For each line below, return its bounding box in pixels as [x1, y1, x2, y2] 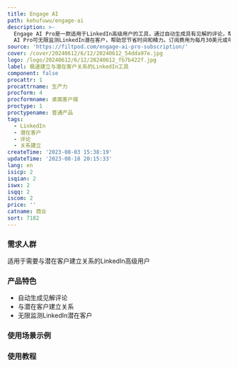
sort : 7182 [7, 215, 40, 222]
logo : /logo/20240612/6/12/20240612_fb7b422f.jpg [7, 57, 157, 64]
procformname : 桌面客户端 [7, 96, 79, 103]
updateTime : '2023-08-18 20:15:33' [7, 155, 113, 163]
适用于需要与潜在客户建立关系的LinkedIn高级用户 [7, 256, 150, 266]
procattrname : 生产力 [7, 83, 68, 90]
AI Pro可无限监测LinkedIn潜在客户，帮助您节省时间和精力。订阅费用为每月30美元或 [13, 37, 228, 44]
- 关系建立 [13, 142, 42, 149]
